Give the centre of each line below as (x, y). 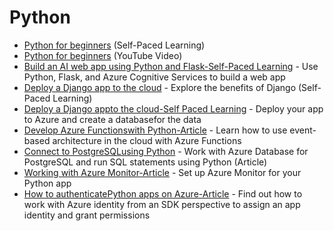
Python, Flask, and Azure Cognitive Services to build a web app (154, 77)
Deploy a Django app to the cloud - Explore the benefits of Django (160, 87)
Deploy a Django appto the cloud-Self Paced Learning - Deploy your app (173, 108)
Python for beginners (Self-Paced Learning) (114, 45)
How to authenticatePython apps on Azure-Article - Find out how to (163, 193)
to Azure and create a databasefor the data (112, 119)
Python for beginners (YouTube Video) (103, 55)
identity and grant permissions (87, 215)
